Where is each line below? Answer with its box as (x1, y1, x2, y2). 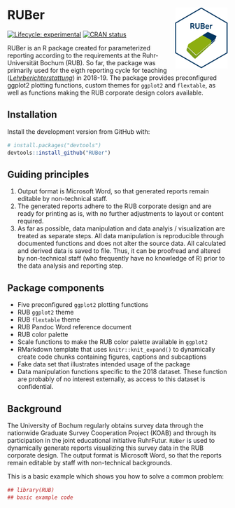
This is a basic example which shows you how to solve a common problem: (7, 472, 224, 480)
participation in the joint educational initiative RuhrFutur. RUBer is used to (7, 436, 215, 444)
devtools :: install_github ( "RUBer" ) (7, 149, 111, 156)
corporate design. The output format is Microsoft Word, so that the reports (7, 451, 222, 459)
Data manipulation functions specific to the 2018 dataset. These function (17, 368, 227, 376)
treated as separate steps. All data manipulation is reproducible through (17, 232, 224, 240)
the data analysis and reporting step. (17, 261, 124, 270)
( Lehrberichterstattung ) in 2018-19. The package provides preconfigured (7, 74, 217, 82)
